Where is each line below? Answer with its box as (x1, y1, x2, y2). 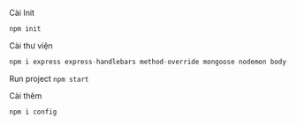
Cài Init (9, 8, 35, 18)
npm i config (9, 107, 57, 116)
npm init (9, 25, 42, 33)
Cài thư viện (9, 40, 53, 51)
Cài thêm (9, 90, 42, 100)
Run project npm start (9, 73, 90, 84)
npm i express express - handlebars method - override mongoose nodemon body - (9, 57, 291, 66)
